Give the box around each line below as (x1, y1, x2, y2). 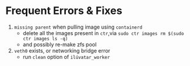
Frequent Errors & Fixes (5, 4, 123, 18)
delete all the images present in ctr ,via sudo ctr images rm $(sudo (22, 29, 184, 36)
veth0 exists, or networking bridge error (14, 47, 111, 54)
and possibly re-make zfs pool (22, 41, 97, 48)
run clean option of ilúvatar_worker (22, 53, 110, 60)
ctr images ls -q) (22, 36, 68, 41)
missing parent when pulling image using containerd (14, 23, 142, 30)
